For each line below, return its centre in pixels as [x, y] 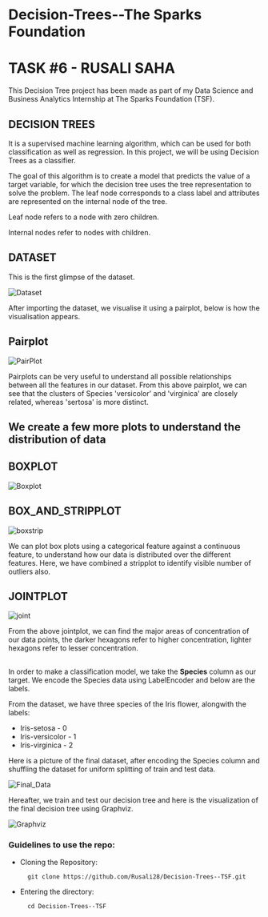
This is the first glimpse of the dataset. [72, 277]
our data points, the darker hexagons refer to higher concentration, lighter [130, 640]
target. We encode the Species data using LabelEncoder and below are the [132, 680]
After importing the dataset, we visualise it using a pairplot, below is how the [134, 308]
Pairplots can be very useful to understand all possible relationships [120, 376]
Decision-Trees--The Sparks [105, 15]
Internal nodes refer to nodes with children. [79, 232]
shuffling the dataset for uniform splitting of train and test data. [112, 769]
